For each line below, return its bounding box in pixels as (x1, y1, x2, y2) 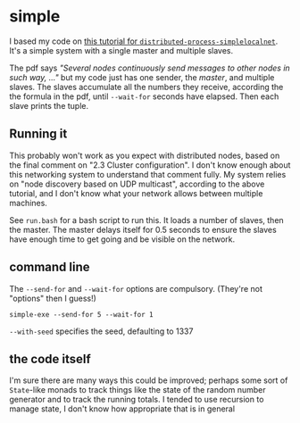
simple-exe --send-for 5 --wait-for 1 (9, 310, 154, 319)
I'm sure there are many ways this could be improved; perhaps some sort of (9, 375, 288, 386)
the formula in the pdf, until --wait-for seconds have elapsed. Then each (9, 91, 279, 102)
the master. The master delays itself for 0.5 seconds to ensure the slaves (9, 224, 277, 235)
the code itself (9, 351, 91, 367)
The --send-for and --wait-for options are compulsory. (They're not (9, 283, 263, 294)
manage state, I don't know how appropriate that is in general (9, 403, 235, 414)
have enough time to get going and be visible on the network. (9, 234, 236, 245)
